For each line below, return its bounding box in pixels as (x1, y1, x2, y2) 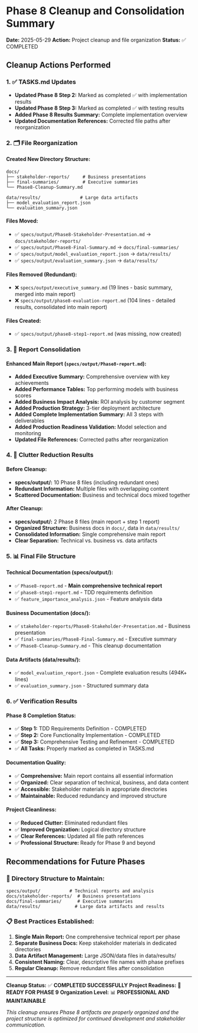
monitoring (14, 430, 41, 437)
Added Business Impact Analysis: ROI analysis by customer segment (14, 398, 185, 406)
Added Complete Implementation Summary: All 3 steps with (14, 411, 164, 418)
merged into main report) (14, 291, 76, 298)
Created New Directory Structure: (6, 156, 91, 163)
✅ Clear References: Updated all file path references (14, 832, 144, 839)
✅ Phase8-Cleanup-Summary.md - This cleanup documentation (14, 642, 161, 649)
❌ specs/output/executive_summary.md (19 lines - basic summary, (14, 284, 173, 291)
